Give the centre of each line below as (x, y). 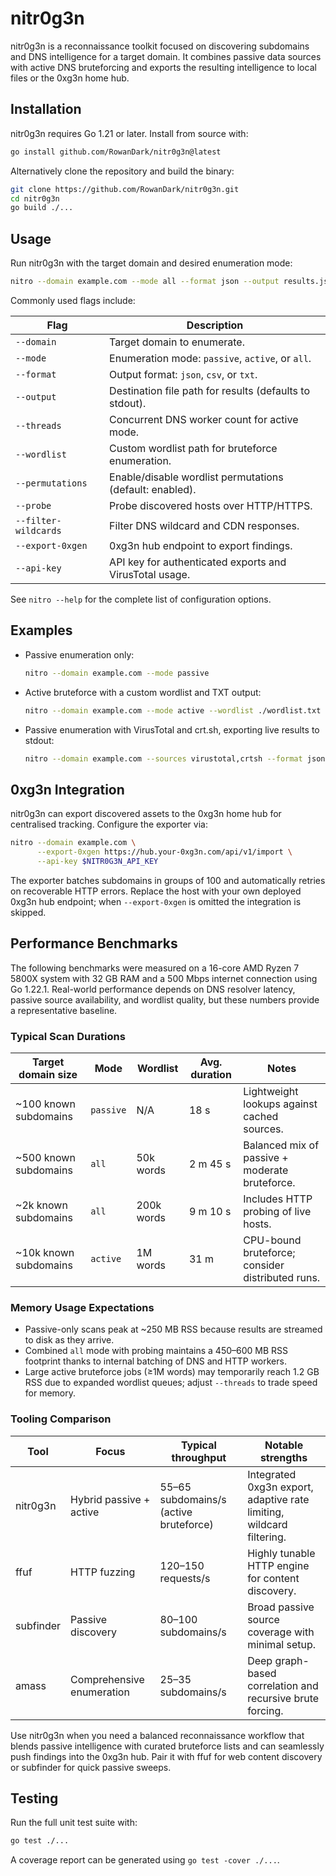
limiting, (266, 1512)
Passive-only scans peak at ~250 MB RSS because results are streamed (173, 1329)
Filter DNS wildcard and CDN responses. (204, 525)
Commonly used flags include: (73, 300)
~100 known (45, 1104)
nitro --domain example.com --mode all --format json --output (145, 282)
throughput (199, 1457)
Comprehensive (107, 1679)
